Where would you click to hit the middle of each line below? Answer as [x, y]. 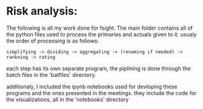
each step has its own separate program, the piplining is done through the [98, 68]
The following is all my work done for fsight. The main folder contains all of [99, 28]
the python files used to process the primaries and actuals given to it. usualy [101, 34]
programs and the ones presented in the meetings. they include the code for [101, 93]
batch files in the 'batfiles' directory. [51, 74]
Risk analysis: [42, 11]
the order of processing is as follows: [52, 41]
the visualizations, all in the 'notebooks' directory [68, 99]
